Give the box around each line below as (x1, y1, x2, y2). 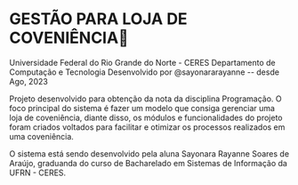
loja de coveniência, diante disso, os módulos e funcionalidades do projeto (9, 112, 283, 123)
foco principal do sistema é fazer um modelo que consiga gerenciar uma (9, 102, 276, 113)
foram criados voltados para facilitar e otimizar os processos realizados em (9, 121, 286, 133)
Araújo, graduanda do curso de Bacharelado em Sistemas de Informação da (9, 157, 287, 168)
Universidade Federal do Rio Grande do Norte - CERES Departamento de (9, 57, 276, 68)
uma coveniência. (9, 131, 74, 141)
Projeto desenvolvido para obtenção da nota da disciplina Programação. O (9, 93, 282, 104)
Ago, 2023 (9, 76, 49, 86)
